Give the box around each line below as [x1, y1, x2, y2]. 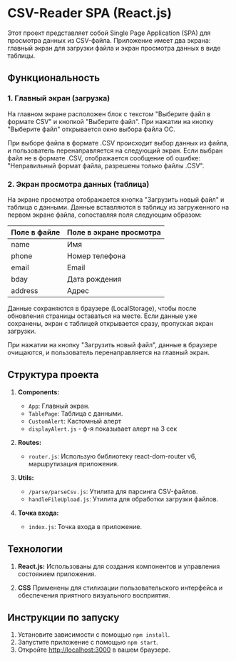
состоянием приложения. [17, 569, 96, 578]
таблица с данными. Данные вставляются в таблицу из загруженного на [7, 203, 230, 211]
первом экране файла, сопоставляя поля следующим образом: [7, 210, 202, 219]
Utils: [17, 473, 34, 482]
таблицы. [7, 51, 36, 60]
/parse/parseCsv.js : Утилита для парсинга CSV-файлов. [28, 487, 198, 496]
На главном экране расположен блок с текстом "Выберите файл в [7, 109, 211, 118]
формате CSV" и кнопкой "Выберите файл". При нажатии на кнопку [7, 117, 214, 125]
